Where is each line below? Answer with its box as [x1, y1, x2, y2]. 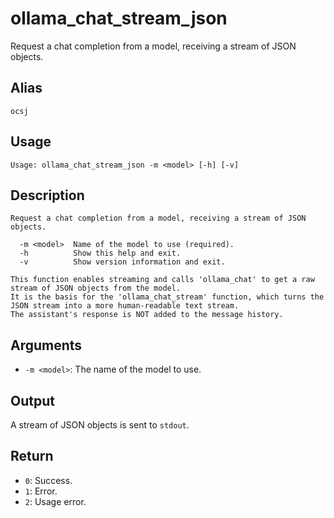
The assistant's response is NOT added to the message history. [10, 310, 284, 320]
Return [10, 448, 54, 465]
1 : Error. [24, 485, 58, 497]
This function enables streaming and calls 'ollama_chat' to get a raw [10, 275, 315, 285]
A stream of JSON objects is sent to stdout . [10, 419, 190, 431]
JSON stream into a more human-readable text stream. [10, 301, 240, 311]
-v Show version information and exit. [19, 257, 226, 267]
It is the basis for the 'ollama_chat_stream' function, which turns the [10, 292, 325, 302]
